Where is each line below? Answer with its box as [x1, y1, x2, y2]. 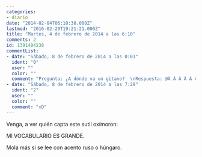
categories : [6, 8, 36, 15]
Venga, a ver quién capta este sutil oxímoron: [6, 120, 118, 128]
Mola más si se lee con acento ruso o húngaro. [6, 144, 122, 151]
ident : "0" [11, 59, 39, 65]
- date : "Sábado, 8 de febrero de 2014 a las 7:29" [6, 82, 138, 88]
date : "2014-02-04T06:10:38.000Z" [6, 20, 93, 26]
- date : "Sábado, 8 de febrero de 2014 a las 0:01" [6, 54, 138, 60]
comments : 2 [6, 37, 36, 43]
